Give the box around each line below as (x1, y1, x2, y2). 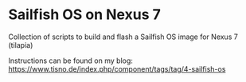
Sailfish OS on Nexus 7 (8, 6, 161, 24)
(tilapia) (8, 40, 33, 49)
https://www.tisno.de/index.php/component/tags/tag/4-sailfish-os (8, 64, 226, 73)
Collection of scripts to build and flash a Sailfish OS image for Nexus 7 (8, 32, 239, 41)
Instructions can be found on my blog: (8, 56, 134, 65)
